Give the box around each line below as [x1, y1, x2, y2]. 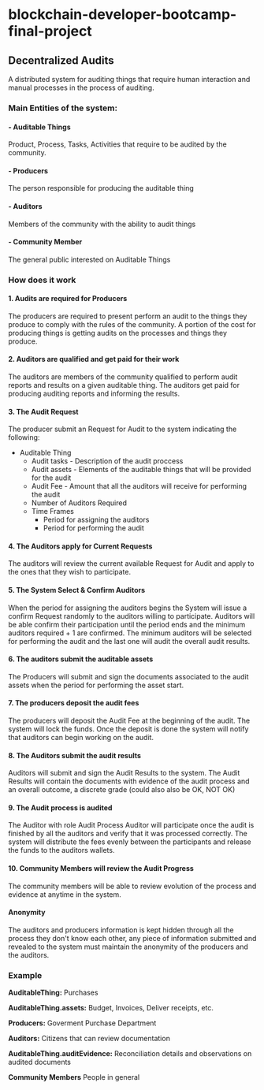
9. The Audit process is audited [8, 802, 113, 813]
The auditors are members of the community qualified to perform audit [8, 372, 238, 381]
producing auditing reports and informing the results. [8, 389, 180, 399]
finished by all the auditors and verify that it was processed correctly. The [8, 829, 248, 839]
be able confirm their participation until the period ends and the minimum [8, 619, 246, 629]
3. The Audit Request [8, 407, 79, 416]
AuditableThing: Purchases [8, 988, 99, 998]
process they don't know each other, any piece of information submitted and [8, 933, 257, 943]
